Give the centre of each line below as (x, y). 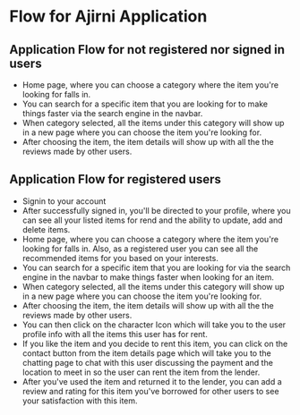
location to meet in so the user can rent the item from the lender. (141, 372)
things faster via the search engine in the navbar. (112, 113)
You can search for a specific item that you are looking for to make (145, 104)
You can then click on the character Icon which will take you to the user (154, 325)
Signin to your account (64, 201)
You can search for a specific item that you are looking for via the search (156, 267)
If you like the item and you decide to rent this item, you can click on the (155, 343)
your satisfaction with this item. (80, 401)
